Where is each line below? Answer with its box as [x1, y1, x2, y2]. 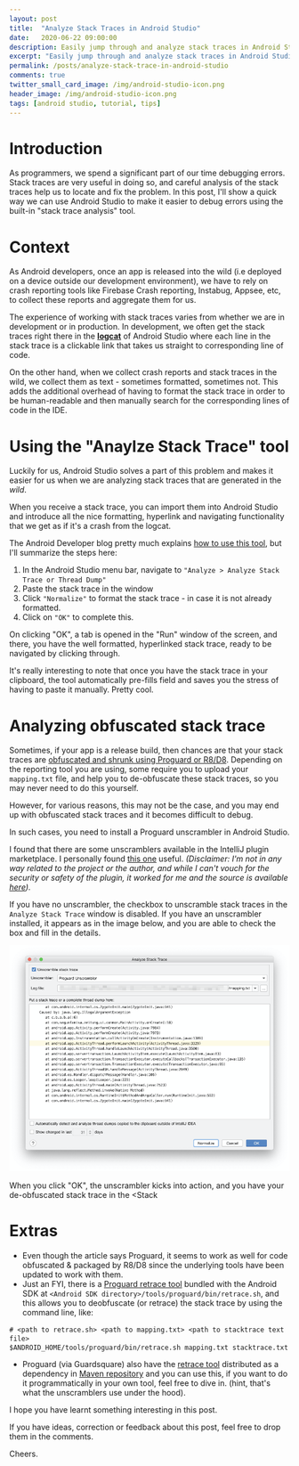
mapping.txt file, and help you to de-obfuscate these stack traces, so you [9, 773, 279, 784]
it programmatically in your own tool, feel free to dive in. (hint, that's [21, 1378, 271, 1389]
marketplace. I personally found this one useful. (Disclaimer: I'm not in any [9, 853, 282, 864]
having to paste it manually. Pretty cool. [9, 684, 154, 695]
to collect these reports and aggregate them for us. [9, 295, 197, 305]
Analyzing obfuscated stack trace [9, 715, 266, 736]
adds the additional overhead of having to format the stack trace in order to [9, 386, 286, 396]
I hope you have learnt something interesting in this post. [9, 1405, 218, 1415]
